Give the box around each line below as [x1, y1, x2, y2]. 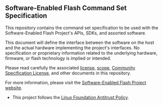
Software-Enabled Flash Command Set [5, 4, 127, 12]
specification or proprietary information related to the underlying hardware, [5, 50, 158, 56]
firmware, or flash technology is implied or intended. [5, 55, 112, 61]
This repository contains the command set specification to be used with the [5, 25, 159, 31]
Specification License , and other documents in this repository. [5, 70, 131, 76]
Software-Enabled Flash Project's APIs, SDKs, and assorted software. [5, 30, 146, 36]
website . [5, 85, 23, 91]
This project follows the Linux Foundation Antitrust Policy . [12, 94, 129, 100]
